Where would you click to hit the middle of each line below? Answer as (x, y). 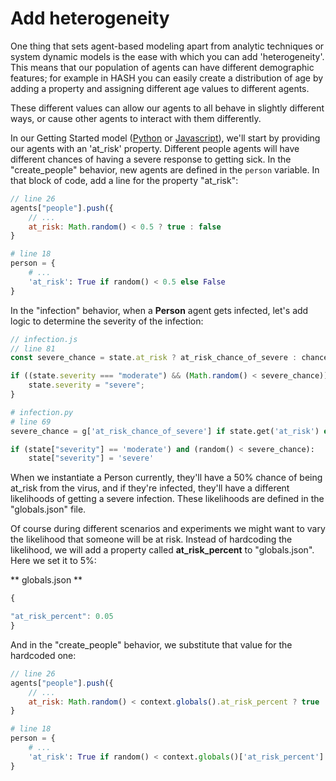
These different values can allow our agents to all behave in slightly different (167, 108)
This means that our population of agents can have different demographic (162, 67)
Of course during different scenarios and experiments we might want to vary (168, 529)
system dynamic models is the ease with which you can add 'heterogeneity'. (167, 56)
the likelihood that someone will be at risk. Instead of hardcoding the (151, 539)
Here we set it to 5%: (53, 561)
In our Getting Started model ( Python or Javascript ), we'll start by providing (165, 138)
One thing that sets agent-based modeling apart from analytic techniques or (167, 46)
